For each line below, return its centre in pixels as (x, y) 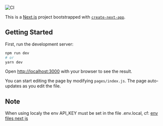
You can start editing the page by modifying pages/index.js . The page (76, 81)
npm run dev (17, 53)
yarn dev (14, 62)
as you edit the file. (42, 86)
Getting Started (29, 32)
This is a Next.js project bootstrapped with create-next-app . (65, 17)
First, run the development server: (39, 44)
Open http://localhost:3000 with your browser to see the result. (69, 71)
